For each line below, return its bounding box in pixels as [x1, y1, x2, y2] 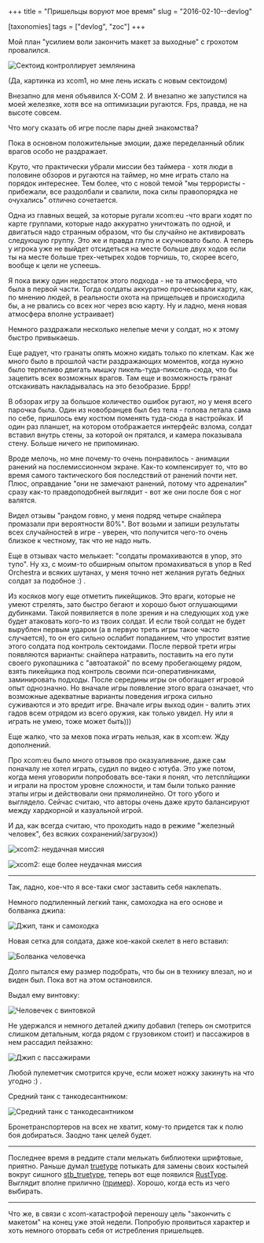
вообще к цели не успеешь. [8, 261, 101, 270]
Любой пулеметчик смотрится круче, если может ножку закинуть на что [8, 1068, 255, 1077]
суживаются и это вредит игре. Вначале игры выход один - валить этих [8, 700, 251, 709]
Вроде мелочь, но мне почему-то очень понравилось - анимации [8, 454, 229, 463]
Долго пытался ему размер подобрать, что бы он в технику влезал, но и [8, 967, 253, 976]
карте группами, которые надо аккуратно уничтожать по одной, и [8, 219, 231, 228]
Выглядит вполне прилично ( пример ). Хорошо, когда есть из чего [8, 1179, 230, 1187]
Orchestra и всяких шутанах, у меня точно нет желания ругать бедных [8, 568, 245, 577]
